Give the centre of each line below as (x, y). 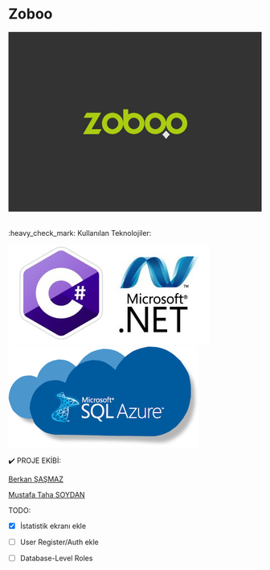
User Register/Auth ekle (59, 542)
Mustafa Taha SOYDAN (47, 494)
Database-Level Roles (56, 558)
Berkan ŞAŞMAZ (36, 479)
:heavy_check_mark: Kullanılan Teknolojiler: (80, 233)
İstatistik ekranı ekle (53, 526)
